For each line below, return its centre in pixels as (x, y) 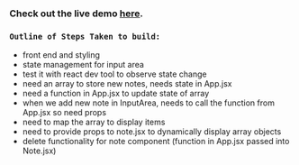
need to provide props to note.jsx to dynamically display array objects (152, 132)
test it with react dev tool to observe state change (114, 74)
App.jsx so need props (64, 113)
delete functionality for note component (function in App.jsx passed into (156, 142)
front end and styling (61, 55)
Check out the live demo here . (77, 14)
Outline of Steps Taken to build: (85, 36)
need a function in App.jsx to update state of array (116, 94)
